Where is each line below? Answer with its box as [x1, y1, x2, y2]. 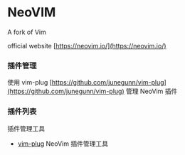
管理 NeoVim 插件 [125, 87, 178, 96]
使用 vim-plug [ [7, 78, 52, 87]
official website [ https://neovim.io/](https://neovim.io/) [7, 41, 166, 50]
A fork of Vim [7, 28, 46, 36]
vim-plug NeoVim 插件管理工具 [17, 139, 109, 148]
